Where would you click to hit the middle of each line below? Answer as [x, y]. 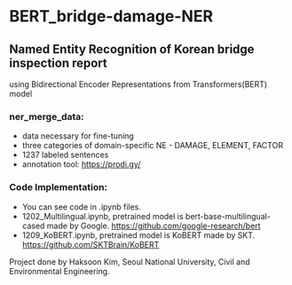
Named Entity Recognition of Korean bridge [132, 49]
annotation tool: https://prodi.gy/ [81, 164]
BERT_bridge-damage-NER [111, 16]
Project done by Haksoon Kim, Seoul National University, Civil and [130, 261]
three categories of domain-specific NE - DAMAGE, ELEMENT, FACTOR [153, 146]
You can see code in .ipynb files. [82, 207]
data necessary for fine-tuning [78, 136]
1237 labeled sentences [65, 155]
